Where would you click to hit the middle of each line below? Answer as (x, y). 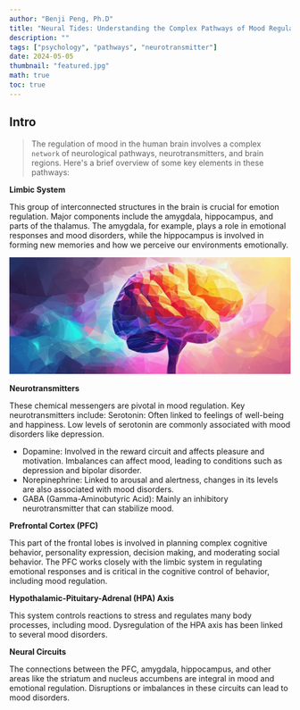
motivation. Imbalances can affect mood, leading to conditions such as (152, 461)
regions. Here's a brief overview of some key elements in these (147, 163)
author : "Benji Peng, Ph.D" (62, 19)
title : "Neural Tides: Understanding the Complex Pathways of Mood (137, 28)
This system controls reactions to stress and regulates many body (131, 615)
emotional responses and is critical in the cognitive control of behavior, (139, 572)
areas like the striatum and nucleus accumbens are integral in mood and (142, 679)
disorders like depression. (57, 434)
